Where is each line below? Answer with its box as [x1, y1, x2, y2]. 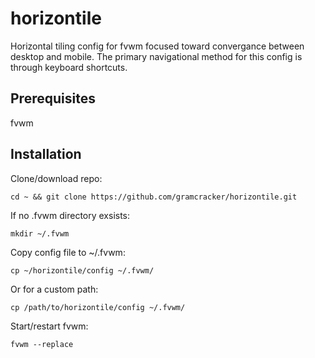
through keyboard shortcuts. [10, 61, 128, 73]
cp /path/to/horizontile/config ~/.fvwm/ [10, 302, 186, 312]
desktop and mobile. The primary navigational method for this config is [10, 50, 303, 62]
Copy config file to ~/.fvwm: [10, 246, 126, 258]
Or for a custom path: [10, 283, 99, 295]
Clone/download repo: [10, 172, 103, 184]
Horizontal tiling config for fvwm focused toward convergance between [10, 40, 305, 52]
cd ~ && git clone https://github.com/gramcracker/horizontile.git [10, 192, 298, 202]
